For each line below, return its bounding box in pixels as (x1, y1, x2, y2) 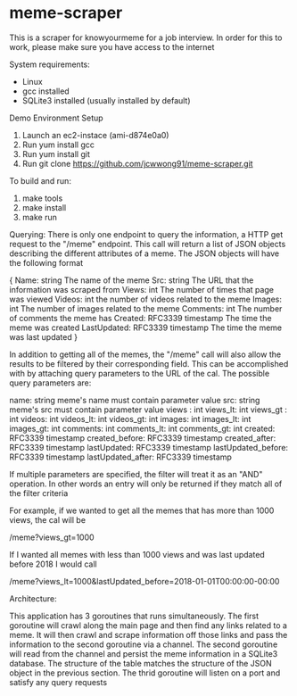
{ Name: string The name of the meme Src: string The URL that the (9, 275, 254, 286)
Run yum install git (21, 148, 91, 159)
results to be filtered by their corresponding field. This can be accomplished (9, 358, 289, 369)
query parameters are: (9, 377, 92, 388)
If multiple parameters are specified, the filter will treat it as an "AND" (9, 468, 263, 479)
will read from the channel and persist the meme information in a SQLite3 (9, 648, 278, 659)
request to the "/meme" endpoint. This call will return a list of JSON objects (9, 238, 286, 249)
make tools (21, 193, 63, 203)
